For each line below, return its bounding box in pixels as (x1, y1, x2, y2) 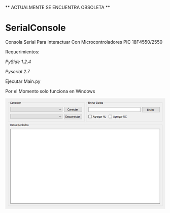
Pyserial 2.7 (5, 68, 30, 74)
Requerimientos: (5, 48, 40, 55)
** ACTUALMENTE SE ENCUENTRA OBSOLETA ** (5, 5, 111, 10)
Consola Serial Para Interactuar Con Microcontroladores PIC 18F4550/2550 (5, 39, 163, 45)
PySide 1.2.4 (5, 58, 31, 65)
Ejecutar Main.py (5, 78, 41, 84)
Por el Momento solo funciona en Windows (5, 88, 95, 94)
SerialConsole (5, 22, 66, 34)
